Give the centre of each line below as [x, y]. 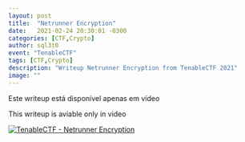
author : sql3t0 [34, 46]
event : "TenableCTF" [43, 53]
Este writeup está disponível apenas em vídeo [84, 98]
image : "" [25, 75]
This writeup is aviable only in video [67, 114]
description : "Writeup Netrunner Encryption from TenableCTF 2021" [123, 68]
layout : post [30, 16]
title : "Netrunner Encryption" [62, 23]
